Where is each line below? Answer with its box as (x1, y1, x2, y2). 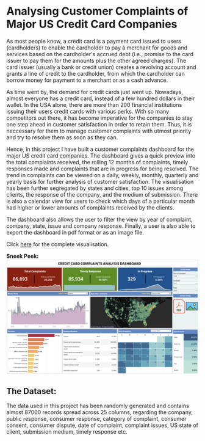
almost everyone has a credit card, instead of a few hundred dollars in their (6, 95, 195, 102)
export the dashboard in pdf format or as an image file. (6, 228, 145, 236)
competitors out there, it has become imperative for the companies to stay (6, 114, 193, 122)
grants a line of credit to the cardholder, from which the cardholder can (6, 70, 185, 77)
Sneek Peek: (6, 252, 39, 260)
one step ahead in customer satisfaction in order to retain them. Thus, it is (6, 120, 192, 128)
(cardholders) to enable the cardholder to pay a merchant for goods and (6, 44, 188, 51)
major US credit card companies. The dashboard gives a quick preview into (6, 151, 196, 159)
